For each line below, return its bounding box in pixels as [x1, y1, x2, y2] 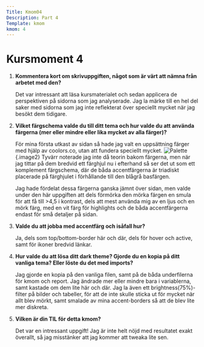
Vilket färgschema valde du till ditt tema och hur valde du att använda [15, 122, 195, 130]
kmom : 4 [6, 26, 26, 32]
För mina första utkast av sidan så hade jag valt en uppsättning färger [15, 141, 190, 148]
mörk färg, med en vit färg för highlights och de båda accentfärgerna [15, 204, 188, 211]
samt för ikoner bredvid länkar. [15, 241, 93, 248]
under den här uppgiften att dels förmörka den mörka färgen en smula [15, 191, 192, 199]
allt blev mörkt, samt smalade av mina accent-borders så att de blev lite [15, 297, 195, 304]
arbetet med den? [15, 79, 62, 86]
